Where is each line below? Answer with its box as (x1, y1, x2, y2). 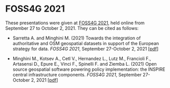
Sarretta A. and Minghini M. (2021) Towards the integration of (12, 35, 141, 41)
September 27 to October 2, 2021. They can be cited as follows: (5, 25, 139, 31)
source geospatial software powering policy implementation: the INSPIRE (12, 66, 165, 72)
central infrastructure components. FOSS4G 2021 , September (12, 71, 142, 77)
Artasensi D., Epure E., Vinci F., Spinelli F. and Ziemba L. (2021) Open (12, 61, 157, 67)
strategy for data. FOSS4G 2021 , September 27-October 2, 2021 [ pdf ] (12, 46, 159, 52)
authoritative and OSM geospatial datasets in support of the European (12, 40, 159, 46)
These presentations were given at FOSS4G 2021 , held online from (5, 20, 145, 26)
